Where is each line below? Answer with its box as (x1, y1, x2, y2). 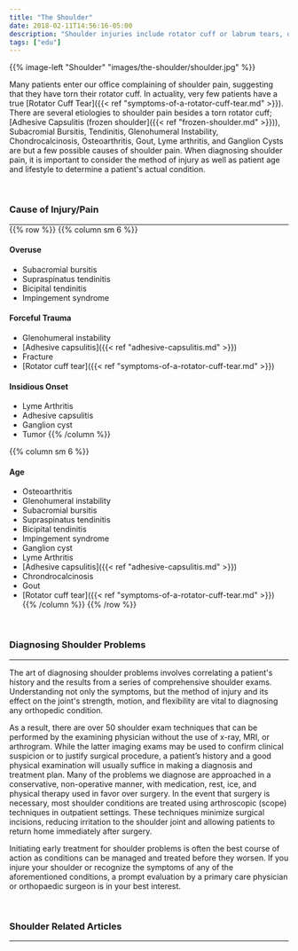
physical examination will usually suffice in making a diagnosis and (9, 759, 253, 770)
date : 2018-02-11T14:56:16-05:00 (9, 21, 133, 30)
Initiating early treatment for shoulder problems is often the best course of (9, 843, 280, 853)
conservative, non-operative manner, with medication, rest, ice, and (9, 778, 257, 790)
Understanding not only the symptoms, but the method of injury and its (9, 686, 269, 696)
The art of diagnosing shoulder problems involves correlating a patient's (9, 667, 273, 678)
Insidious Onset (9, 381, 69, 391)
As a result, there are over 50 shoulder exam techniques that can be (9, 722, 258, 733)
